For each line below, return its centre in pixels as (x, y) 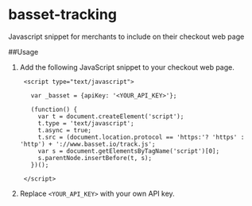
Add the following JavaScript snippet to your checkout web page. (127, 67)
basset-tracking (63, 15)
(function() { (54, 109)
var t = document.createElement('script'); (111, 116)
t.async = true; (64, 130)
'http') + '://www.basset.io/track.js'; (87, 144)
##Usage (23, 51)
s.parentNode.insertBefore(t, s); (95, 158)
